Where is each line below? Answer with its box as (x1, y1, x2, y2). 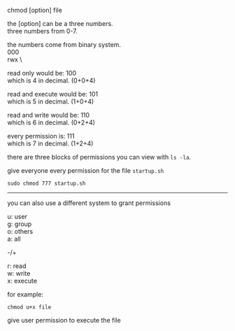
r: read (7, 262, 27, 270)
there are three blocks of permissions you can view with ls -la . (7, 153, 191, 161)
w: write (7, 269, 31, 277)
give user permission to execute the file (7, 316, 121, 324)
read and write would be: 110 (7, 111, 90, 119)
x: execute (7, 276, 37, 285)
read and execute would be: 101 (7, 90, 99, 98)
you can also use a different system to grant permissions (7, 199, 171, 207)
